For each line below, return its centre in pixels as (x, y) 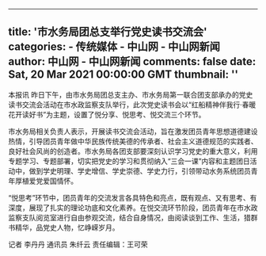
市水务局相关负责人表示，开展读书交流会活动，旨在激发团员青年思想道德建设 (133, 131)
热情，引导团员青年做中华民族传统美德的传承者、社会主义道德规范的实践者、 (133, 141)
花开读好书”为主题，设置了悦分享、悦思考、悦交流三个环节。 (107, 114)
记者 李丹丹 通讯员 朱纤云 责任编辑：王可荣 (78, 244)
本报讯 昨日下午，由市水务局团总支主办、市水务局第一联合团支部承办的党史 (131, 94)
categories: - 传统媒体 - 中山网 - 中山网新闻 (114, 47)
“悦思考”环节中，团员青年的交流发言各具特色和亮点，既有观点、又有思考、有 (133, 197)
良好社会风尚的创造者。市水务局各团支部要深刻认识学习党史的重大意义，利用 (133, 151)
